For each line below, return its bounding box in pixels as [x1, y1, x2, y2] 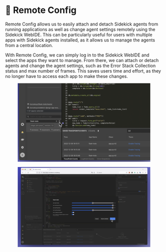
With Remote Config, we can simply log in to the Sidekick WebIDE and [5, 52, 149, 58]
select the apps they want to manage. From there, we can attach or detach [5, 57, 159, 63]
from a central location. [5, 42, 53, 48]
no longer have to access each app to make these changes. [5, 73, 128, 79]
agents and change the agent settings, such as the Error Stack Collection [5, 62, 156, 68]
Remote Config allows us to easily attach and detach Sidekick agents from [5, 21, 158, 27]
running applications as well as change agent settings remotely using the [5, 26, 155, 32]
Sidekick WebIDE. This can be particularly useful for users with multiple [5, 31, 152, 37]
